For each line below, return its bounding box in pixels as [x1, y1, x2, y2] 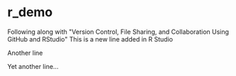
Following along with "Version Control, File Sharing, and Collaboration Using [7, 27, 229, 36]
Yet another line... [7, 62, 59, 70]
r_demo [7, 4, 53, 20]
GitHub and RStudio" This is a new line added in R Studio [7, 34, 174, 43]
